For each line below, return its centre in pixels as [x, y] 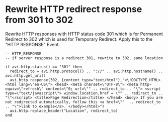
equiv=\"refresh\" [24, 89]
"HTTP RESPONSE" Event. [33, 44]
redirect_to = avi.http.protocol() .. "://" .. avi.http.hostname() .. [87, 71]
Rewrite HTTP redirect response [74, 9]
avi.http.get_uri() [26, 76]
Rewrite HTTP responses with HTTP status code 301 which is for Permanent [84, 34]
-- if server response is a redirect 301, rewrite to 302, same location [84, 58]
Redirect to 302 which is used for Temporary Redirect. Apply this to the [79, 39]
